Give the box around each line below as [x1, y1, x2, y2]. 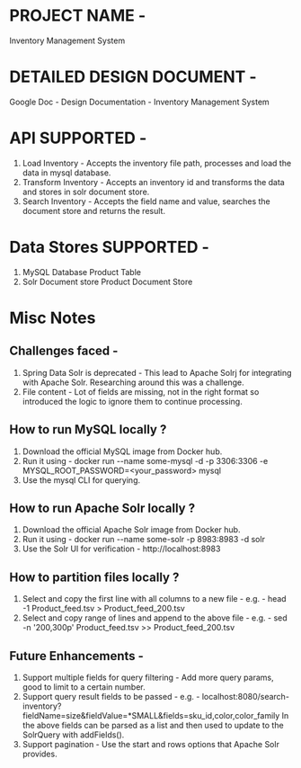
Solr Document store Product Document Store [22, 276, 193, 287]
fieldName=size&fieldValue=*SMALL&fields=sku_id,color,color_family [22, 710, 280, 720]
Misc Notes [9, 308, 96, 328]
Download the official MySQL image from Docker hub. [22, 446, 223, 457]
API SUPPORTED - [9, 128, 147, 148]
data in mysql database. [22, 167, 111, 178]
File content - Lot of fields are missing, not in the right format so [22, 386, 260, 397]
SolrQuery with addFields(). [22, 729, 125, 740]
